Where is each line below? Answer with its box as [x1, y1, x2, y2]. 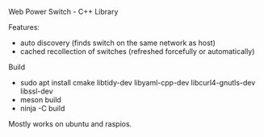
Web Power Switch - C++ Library [8, 7, 119, 16]
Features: [8, 23, 40, 31]
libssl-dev [19, 86, 54, 96]
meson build [19, 95, 62, 104]
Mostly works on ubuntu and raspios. [8, 119, 132, 128]
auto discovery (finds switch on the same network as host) [19, 38, 216, 48]
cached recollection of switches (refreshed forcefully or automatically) [19, 47, 255, 56]
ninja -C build [19, 104, 65, 113]
